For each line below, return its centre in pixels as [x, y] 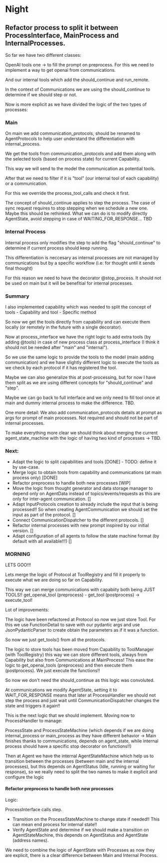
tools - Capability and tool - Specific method [51, 312]
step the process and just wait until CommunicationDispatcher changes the [82, 700]
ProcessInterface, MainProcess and [62, 35]
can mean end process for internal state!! [55, 824]
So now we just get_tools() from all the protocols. [56, 640]
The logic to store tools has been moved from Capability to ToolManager [80, 650]
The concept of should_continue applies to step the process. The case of [80, 203]
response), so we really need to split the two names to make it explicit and [81, 772]
